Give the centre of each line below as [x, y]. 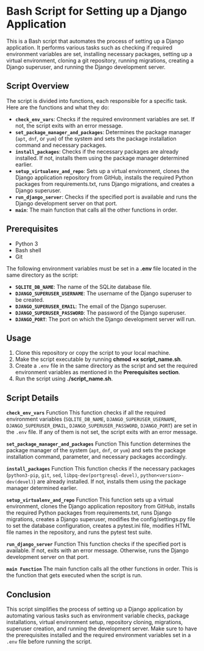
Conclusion [29, 595]
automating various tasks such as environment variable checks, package [98, 616]
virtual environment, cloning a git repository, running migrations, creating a [100, 60]
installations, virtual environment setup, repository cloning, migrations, [95, 622]
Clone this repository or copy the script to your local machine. [93, 353]
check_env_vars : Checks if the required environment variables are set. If [105, 119]
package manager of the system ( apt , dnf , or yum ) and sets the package [96, 450]
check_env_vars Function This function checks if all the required [86, 413]
